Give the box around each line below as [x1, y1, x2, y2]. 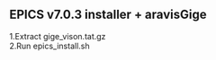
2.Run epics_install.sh [9, 40, 90, 51]
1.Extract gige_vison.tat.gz [9, 30, 106, 41]
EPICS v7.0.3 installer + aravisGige [9, 7, 207, 22]
